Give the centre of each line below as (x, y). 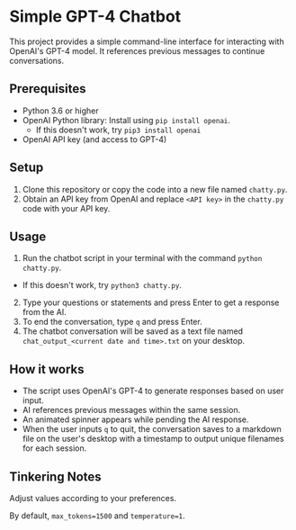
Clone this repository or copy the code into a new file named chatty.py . (155, 189)
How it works (47, 369)
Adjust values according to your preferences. (93, 498)
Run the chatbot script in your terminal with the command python (142, 258)
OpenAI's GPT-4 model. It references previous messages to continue (137, 50)
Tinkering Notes (55, 476)
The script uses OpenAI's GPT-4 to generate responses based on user (153, 391)
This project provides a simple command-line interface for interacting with (147, 41)
